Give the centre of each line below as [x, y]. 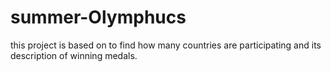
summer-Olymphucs [98, 17]
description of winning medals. [74, 55]
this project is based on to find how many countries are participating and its [166, 45]
